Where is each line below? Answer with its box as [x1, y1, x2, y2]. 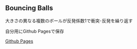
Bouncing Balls [5, 4, 53, 12]
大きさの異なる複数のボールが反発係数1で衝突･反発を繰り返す [5, 17, 133, 24]
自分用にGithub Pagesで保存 [5, 28, 64, 34]
